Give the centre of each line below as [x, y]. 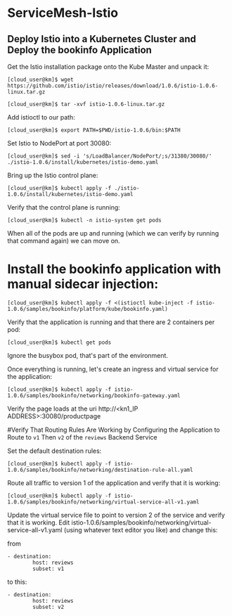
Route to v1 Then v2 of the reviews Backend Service [82, 437]
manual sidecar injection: [83, 284]
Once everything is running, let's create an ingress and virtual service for [113, 369]
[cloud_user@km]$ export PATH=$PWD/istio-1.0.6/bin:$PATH [94, 130]
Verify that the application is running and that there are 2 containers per [111, 322]
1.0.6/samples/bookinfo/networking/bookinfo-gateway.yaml [94, 395]
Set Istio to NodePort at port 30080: [59, 143]
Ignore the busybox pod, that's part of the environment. [88, 355]
